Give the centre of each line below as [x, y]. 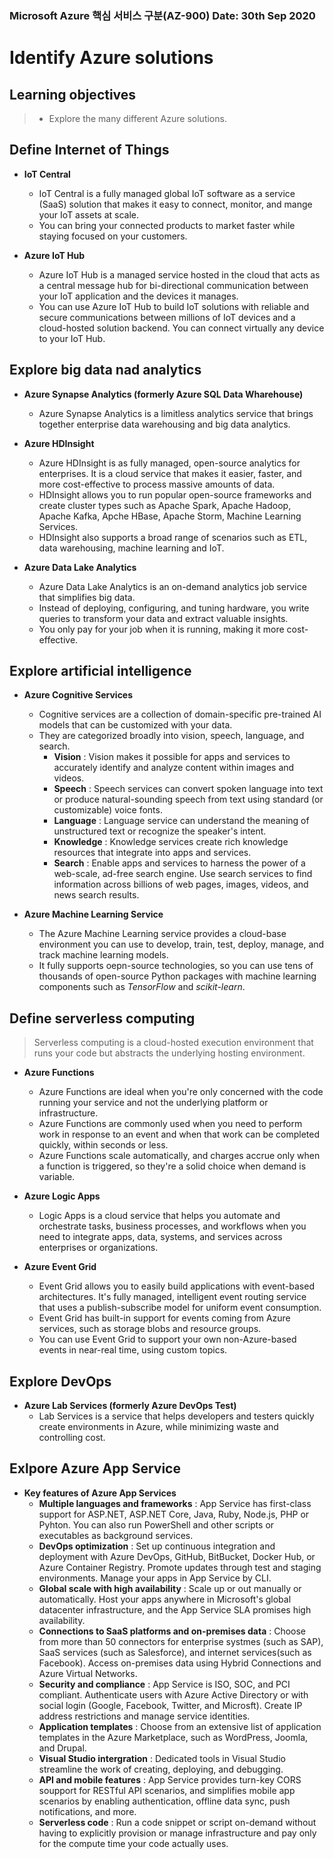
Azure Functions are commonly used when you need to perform [170, 1124]
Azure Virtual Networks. [88, 1673]
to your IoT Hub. [72, 338]
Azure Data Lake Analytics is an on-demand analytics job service [172, 586]
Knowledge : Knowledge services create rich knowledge [171, 842]
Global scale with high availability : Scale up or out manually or [170, 1588]
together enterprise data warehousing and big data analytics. [164, 424]
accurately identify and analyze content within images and [174, 768]
